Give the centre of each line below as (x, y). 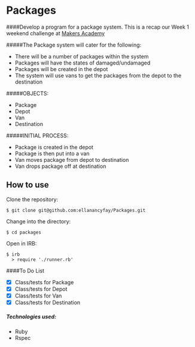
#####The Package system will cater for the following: (74, 45)
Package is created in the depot (54, 147)
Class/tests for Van (38, 296)
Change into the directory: (39, 221)
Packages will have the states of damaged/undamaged (83, 63)
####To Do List (25, 271)
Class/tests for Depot (41, 289)
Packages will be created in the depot (61, 69)
